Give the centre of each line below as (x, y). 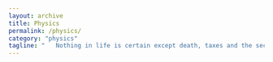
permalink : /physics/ (45, 31)
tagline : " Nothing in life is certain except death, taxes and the (130, 46)
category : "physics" (43, 38)
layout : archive (36, 16)
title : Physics (34, 23)
